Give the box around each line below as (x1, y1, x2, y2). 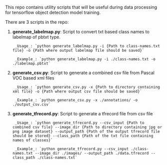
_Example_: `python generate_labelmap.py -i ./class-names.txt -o (14, 57, 156, 62)
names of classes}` (12, 138, 53, 143)
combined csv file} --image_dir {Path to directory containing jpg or (12, 125, 163, 130)
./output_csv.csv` (12, 102, 51, 107)
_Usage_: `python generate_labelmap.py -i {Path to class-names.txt (14, 44, 161, 49)
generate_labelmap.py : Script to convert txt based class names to (12, 29, 150, 34)
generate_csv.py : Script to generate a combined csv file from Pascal (12, 70, 155, 76)
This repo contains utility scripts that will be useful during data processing (5, 4, 158, 10)
